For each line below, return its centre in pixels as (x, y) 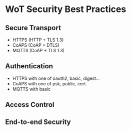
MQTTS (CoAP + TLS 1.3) (38, 50)
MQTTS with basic (31, 89)
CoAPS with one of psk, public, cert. (50, 83)
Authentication (29, 66)
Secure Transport (33, 28)
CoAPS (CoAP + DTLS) (36, 45)
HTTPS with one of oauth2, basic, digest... (56, 78)
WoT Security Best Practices (66, 9)
